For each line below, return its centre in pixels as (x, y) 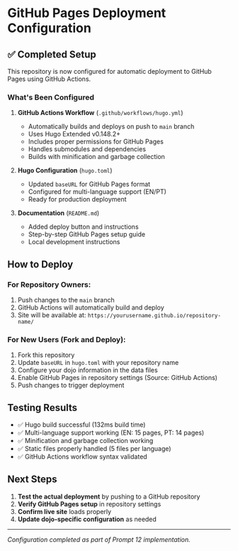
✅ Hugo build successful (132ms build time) (81, 425)
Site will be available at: (52, 315)
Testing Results (42, 407)
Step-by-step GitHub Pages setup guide (87, 234)
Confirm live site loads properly (64, 511)
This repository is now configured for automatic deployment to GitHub (110, 71)
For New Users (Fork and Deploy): (67, 339)
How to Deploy (40, 264)
